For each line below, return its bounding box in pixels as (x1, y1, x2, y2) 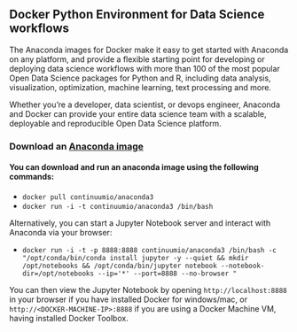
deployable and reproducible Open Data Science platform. (9, 118, 222, 128)
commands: (9, 172, 55, 182)
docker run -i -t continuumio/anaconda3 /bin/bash (21, 202, 214, 211)
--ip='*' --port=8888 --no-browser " (97, 269, 238, 278)
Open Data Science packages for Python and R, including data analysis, (9, 73, 272, 83)
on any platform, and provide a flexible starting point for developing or (9, 53, 266, 65)
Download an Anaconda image (9, 140, 144, 152)
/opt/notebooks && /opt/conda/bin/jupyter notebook (21, 261, 217, 270)
